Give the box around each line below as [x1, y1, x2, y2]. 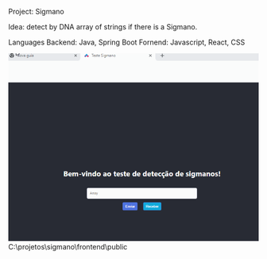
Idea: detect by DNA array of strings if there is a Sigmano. [8, 22, 198, 31]
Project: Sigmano [8, 7, 65, 16]
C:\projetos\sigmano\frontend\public [8, 242, 128, 251]
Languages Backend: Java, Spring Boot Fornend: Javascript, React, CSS [8, 37, 246, 47]
